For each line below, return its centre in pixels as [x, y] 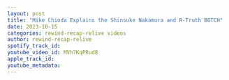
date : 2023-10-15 [32, 26]
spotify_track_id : [34, 46]
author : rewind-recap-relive [50, 40]
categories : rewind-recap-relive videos [67, 33]
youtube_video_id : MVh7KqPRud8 [53, 53]
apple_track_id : [31, 59]
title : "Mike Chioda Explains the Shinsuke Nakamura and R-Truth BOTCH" [115, 20]
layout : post [26, 14]
